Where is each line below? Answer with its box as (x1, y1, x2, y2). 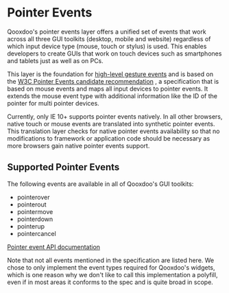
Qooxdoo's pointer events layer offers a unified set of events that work (7, 27, 207, 36)
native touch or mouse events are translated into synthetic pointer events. (7, 119, 215, 128)
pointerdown (16, 215, 53, 223)
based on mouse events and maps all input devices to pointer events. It (7, 84, 208, 93)
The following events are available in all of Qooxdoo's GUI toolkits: (7, 180, 194, 188)
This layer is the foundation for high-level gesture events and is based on (7, 70, 214, 78)
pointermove (16, 207, 53, 215)
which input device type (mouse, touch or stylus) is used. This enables (7, 42, 207, 50)
